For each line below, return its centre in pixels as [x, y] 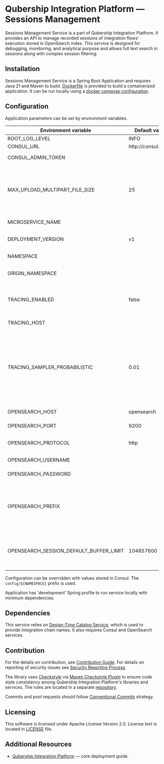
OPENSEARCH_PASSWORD [39, 474]
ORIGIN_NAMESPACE [32, 273]
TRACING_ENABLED [31, 300]
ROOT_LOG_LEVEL [29, 139]
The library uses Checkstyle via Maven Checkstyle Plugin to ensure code [79, 677]
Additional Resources [38, 744]
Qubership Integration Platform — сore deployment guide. [70, 756]
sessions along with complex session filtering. [51, 53]
